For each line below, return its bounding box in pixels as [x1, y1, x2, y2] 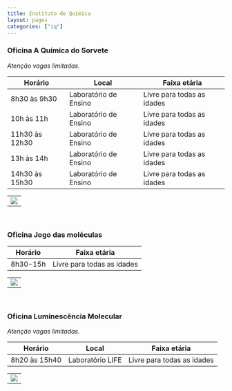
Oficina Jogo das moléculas [7, 229, 103, 239]
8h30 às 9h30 [10, 94, 57, 104]
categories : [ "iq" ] [7, 23, 64, 30]
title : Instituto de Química [7, 10, 91, 17]
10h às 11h [10, 113, 48, 123]
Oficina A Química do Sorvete [7, 46, 108, 55]
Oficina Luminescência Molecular [7, 312, 123, 321]
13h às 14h [10, 153, 48, 163]
